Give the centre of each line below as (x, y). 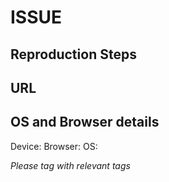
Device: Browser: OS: (54, 146)
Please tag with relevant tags (70, 165)
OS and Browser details (85, 122)
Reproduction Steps (73, 54)
